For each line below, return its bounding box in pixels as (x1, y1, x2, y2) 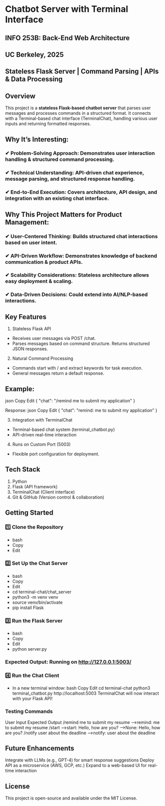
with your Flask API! (12, 696, 53, 702)
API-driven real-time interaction (12, 432, 77, 438)
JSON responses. (12, 346, 48, 352)
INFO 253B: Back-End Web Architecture (5, 34, 130, 42)
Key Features (5, 313, 47, 321)
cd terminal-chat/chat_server (12, 589, 71, 595)
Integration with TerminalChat (12, 417, 73, 423)
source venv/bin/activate (12, 599, 63, 605)
